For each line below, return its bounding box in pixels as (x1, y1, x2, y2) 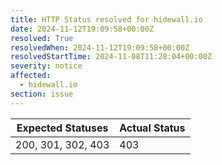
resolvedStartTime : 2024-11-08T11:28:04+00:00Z (10, 52, 213, 62)
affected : (10, 71, 52, 81)
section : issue (10, 89, 74, 99)
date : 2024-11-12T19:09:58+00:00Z (10, 24, 155, 34)
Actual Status (119, 121, 186, 135)
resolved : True (10, 33, 74, 43)
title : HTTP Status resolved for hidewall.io (10, 14, 203, 25)
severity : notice (10, 61, 83, 71)
